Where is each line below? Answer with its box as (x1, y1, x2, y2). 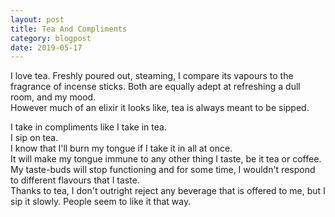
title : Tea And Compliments (10, 24, 128, 34)
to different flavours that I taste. (10, 174, 140, 186)
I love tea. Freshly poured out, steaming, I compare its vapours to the (10, 70, 294, 82)
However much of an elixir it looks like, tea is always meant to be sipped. (10, 102, 310, 114)
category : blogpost (10, 33, 92, 43)
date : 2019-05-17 (10, 42, 83, 53)
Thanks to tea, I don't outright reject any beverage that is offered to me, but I (10, 185, 326, 197)
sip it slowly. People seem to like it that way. (10, 196, 192, 208)
